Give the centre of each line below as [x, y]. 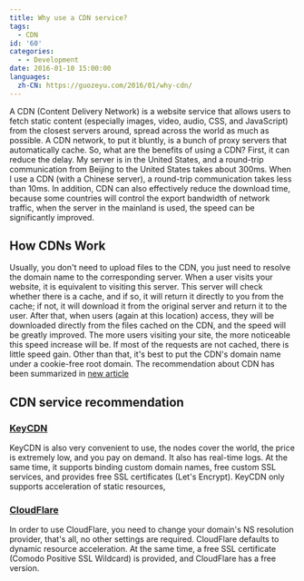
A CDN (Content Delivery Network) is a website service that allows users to [150, 111]
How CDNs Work [58, 246]
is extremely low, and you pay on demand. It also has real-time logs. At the [149, 458]
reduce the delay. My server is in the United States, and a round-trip [137, 159]
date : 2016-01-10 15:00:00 [60, 69]
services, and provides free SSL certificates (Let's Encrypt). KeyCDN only [147, 477]
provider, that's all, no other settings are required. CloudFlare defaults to [144, 539]
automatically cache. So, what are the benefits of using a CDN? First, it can [150, 150]
